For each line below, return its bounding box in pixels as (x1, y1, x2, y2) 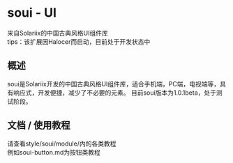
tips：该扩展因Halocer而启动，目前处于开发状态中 (7, 37, 151, 46)
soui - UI (7, 5, 57, 21)
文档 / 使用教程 (7, 120, 71, 132)
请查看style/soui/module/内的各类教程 (7, 139, 116, 148)
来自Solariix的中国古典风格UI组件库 (7, 29, 108, 37)
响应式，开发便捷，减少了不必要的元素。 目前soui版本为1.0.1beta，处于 (13, 88, 216, 97)
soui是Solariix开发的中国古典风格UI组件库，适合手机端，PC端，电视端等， (7, 79, 220, 88)
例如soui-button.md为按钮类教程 (7, 148, 101, 156)
